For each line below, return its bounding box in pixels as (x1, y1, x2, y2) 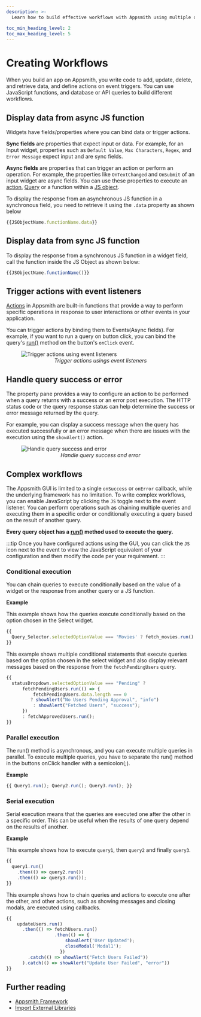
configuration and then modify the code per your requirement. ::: (6, 553, 166, 559)
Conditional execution (6, 567, 72, 576)
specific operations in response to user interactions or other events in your (6, 309, 190, 316)
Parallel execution (6, 733, 60, 742)
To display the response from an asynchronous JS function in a (6, 195, 163, 202)
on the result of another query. (6, 517, 82, 523)
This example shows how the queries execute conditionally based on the (6, 611, 185, 618)
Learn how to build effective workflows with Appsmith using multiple (11, 14, 191, 20)
